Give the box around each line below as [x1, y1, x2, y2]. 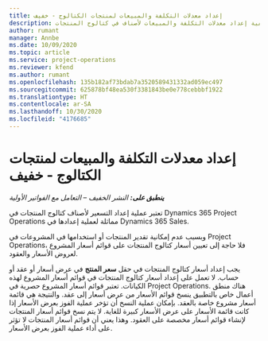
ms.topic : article [9, 48, 70, 56]
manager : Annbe [9, 33, 60, 42]
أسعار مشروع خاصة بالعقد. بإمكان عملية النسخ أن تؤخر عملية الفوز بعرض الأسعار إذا [9, 297, 257, 307]
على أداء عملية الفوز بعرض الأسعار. [9, 323, 113, 332]
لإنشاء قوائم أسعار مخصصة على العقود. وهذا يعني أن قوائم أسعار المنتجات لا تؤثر [9, 315, 246, 324]
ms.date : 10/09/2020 [9, 41, 78, 49]
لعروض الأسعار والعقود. [9, 248, 78, 258]
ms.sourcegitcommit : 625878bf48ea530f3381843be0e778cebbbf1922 [9, 85, 223, 94]
